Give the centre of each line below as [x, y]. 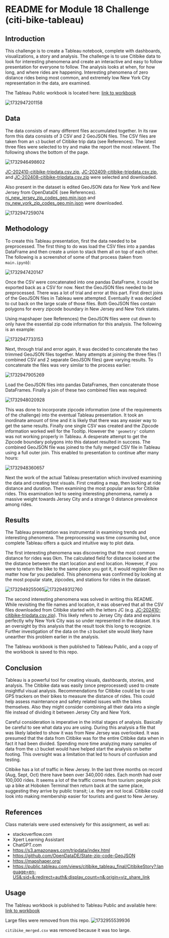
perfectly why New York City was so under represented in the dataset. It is [83, 621]
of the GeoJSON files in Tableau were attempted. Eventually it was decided [83, 298]
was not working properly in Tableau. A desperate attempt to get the [76, 436]
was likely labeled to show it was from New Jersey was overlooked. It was [82, 733]
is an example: [20, 329]
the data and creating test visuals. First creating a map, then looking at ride [83, 483]
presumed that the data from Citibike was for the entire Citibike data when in [84, 738]
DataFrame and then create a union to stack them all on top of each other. [82, 252]
